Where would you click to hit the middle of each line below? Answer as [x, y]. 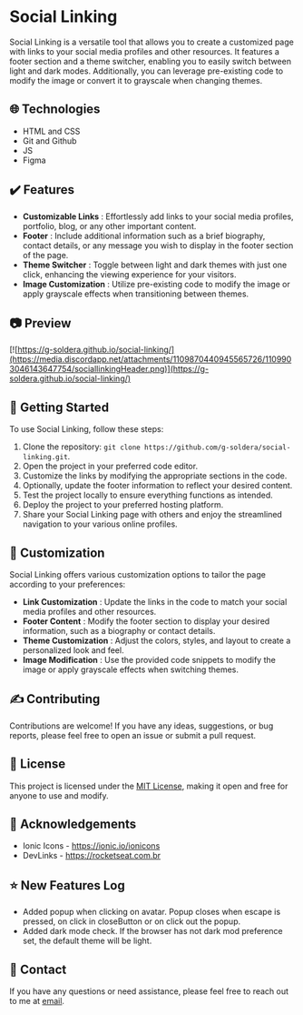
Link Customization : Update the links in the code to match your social [155, 602]
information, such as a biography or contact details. [119, 631]
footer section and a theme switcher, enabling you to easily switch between [151, 61]
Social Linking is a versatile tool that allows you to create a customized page [152, 42]
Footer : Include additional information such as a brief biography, [144, 236]
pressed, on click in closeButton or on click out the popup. [132, 921]
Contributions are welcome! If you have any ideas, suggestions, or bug [142, 726]
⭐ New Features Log [67, 885]
